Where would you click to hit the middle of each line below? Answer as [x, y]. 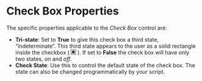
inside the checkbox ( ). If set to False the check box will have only [102, 52]
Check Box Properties [63, 11]
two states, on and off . [43, 59]
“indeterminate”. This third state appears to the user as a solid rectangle [106, 46]
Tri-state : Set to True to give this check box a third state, [87, 39]
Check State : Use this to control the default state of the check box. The [105, 65]
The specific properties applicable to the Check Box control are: [87, 28]
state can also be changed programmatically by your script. [90, 71]
